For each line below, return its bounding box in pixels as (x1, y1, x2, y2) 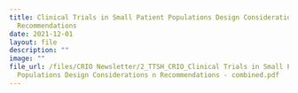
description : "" (9, 46, 69, 55)
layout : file (9, 37, 58, 47)
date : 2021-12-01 (9, 29, 74, 38)
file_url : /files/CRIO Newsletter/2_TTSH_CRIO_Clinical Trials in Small (9, 63, 284, 72)
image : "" (9, 54, 46, 63)
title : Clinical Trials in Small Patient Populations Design (9, 12, 240, 22)
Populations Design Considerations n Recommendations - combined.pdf (17, 71, 279, 80)
